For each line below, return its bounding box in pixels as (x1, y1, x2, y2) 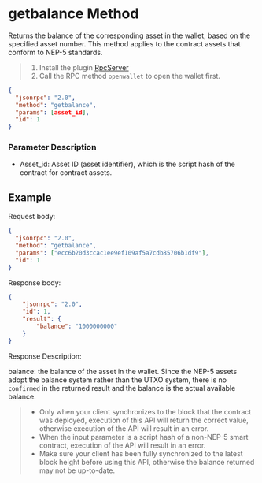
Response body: (8, 277, 61, 288)
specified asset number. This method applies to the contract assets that (8, 39, 241, 48)
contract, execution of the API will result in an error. (39, 440, 206, 450)
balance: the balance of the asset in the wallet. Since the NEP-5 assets (8, 366, 238, 376)
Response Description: (8, 351, 82, 361)
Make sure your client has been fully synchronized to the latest (39, 448, 243, 458)
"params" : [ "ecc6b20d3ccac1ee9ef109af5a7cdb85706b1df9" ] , (15, 249, 210, 257)
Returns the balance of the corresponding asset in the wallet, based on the (8, 31, 250, 40)
